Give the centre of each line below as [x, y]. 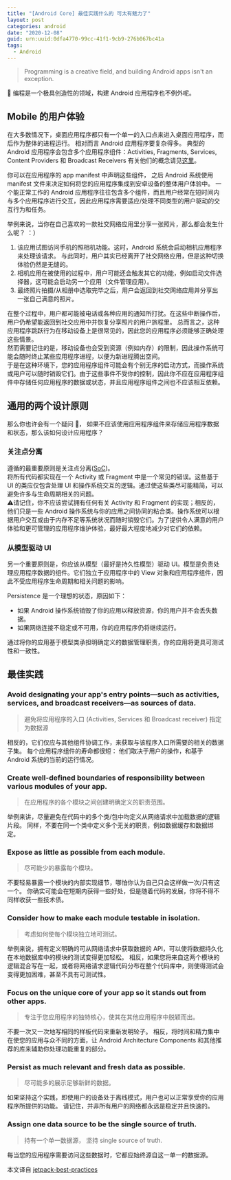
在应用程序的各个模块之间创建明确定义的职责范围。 [96, 802]
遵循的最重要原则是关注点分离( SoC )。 [60, 468]
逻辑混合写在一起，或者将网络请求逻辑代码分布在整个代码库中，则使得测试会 [115, 965]
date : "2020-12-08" [35, 33]
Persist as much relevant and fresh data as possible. [96, 1067]
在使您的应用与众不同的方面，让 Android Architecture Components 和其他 [112, 1040]
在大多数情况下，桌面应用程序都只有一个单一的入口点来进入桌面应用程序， [112, 134]
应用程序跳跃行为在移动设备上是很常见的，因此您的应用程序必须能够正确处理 [115, 330]
